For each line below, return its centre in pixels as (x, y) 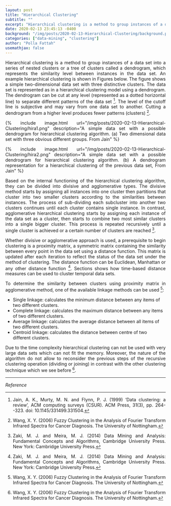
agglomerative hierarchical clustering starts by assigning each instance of (85, 213)
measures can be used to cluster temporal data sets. (61, 274)
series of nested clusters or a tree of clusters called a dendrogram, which (85, 68)
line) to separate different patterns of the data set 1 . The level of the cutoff (85, 101)
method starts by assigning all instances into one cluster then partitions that (85, 191)
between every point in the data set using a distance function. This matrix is (85, 251)
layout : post (19, 10)
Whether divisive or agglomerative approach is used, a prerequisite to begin (85, 240)
